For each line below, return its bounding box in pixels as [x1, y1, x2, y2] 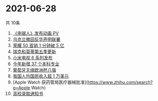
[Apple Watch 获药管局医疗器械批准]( [12, 79, 88, 85]
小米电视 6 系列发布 [12, 54, 53, 60]
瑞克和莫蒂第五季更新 [12, 49, 56, 54]
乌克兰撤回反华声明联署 [12, 36, 61, 42]
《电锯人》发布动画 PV [12, 30, 59, 36]
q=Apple [12, 84, 31, 91]
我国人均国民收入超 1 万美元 [12, 73, 69, 79]
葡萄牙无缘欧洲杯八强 [12, 67, 56, 73]
